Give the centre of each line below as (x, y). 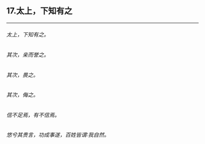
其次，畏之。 (22, 74)
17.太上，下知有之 (39, 11)
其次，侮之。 (22, 95)
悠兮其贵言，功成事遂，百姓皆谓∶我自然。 (58, 135)
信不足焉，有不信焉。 (33, 115)
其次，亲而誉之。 (28, 55)
